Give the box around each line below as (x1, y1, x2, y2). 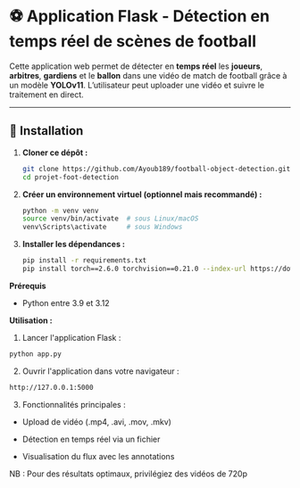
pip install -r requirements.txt (21, 256, 147, 265)
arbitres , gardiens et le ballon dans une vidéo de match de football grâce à (9, 70, 287, 80)
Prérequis (9, 280, 46, 291)
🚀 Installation (9, 123, 84, 138)
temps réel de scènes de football (9, 31, 257, 52)
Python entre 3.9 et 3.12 (21, 297, 110, 308)
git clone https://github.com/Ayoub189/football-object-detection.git (21, 164, 291, 173)
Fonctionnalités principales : (21, 399, 127, 409)
